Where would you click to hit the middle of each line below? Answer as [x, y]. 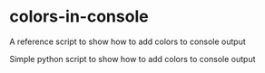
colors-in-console [79, 17]
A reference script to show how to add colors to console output [128, 41]
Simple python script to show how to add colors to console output [132, 59]
